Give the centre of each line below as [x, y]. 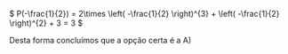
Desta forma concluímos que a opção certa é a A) [100, 40]
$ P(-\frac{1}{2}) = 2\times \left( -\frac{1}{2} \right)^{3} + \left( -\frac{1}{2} [144, 14]
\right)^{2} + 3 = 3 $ [46, 23]
